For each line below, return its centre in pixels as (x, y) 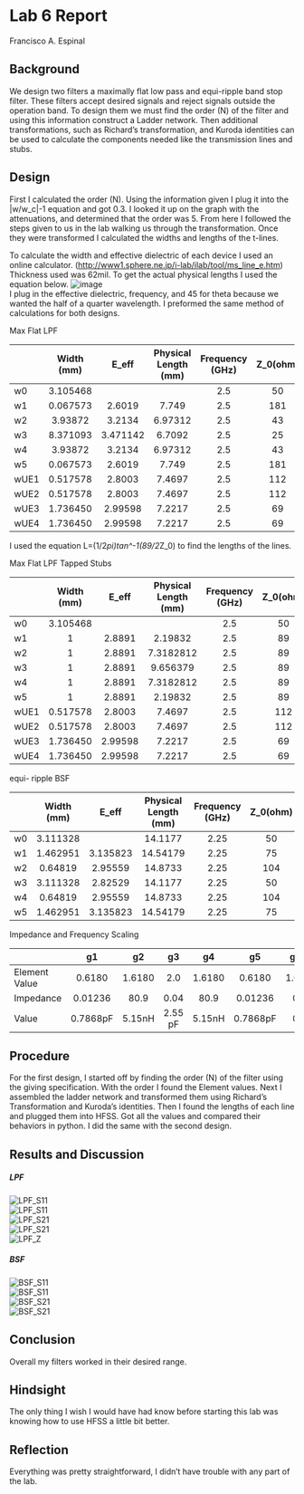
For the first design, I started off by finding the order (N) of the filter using (146, 1077)
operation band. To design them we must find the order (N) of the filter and (149, 110)
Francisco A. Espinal (47, 41)
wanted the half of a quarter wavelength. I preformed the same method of (147, 303)
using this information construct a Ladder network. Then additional (134, 120)
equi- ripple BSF (40, 778)
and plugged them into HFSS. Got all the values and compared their (135, 1116)
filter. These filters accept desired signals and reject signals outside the (142, 101)
